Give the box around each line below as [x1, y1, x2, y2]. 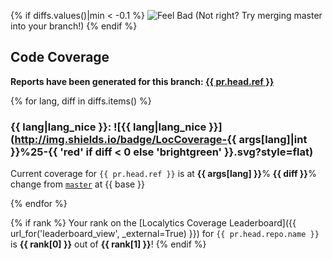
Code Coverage [10, 49, 110, 66]
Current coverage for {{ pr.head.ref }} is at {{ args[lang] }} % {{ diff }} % [10, 168, 317, 180]
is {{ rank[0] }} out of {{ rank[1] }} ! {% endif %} [10, 238, 207, 250]
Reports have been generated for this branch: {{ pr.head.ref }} [10, 75, 275, 87]
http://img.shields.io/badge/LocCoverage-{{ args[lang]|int [14, 132, 308, 146]
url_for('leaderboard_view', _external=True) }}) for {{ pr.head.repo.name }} [10, 228, 320, 240]
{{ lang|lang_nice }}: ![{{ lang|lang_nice [10, 120, 207, 134]
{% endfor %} [10, 198, 68, 210]
